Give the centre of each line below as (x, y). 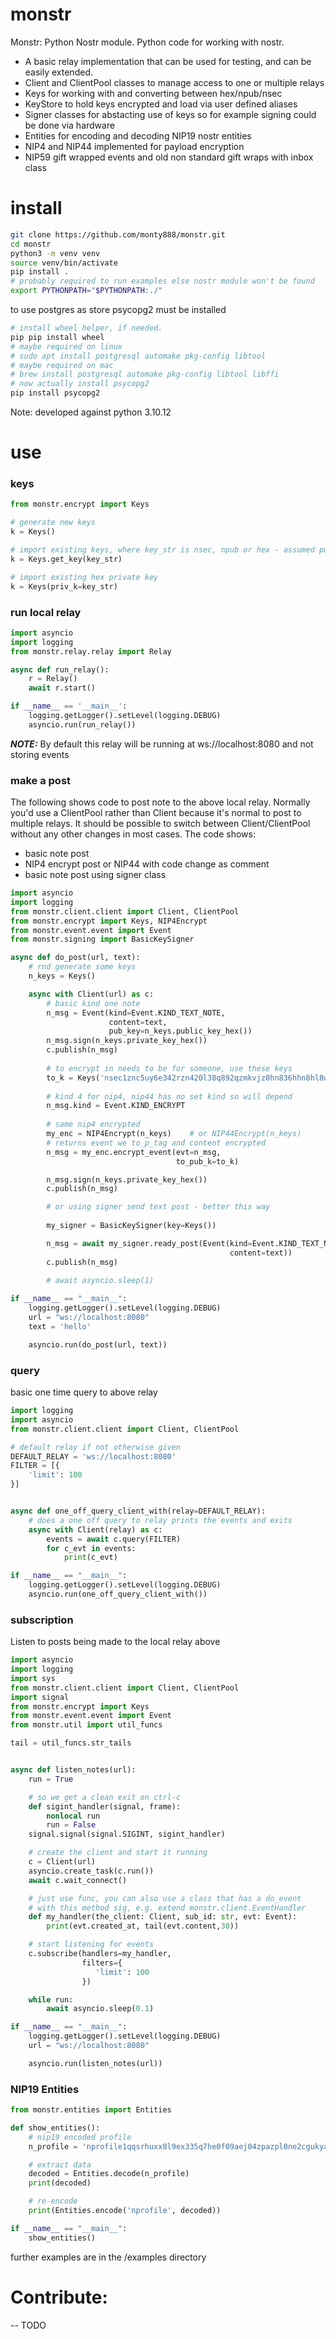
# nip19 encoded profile (80, 2137)
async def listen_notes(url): (73, 1770)
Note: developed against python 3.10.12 (91, 412)
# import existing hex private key (84, 577)
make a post (41, 780)
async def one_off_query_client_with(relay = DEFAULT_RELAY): (138, 1511)
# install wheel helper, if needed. (86, 328)
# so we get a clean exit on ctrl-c (105, 1797)
